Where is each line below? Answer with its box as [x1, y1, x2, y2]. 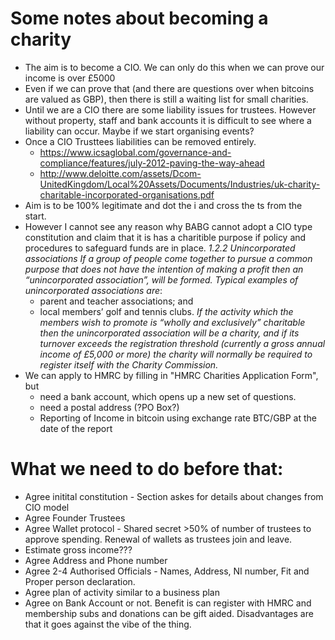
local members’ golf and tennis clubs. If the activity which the [39, 305, 294, 317]
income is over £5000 [24, 72, 116, 84]
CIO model [24, 501, 70, 513]
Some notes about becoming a [10, 7, 269, 30]
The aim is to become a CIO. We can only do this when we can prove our [24, 61, 325, 73]
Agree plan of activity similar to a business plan [24, 586, 220, 598]
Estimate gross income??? [24, 543, 133, 556]
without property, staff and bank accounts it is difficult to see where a [24, 114, 312, 126]
